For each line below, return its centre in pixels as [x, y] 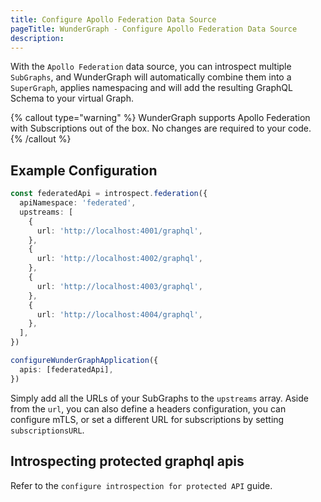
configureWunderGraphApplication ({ [84, 361]
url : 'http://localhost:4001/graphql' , [119, 231]
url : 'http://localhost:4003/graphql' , [119, 286]
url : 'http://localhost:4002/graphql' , [119, 259]
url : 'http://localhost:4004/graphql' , [119, 314]
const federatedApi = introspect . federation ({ [109, 194]
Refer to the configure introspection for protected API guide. [141, 485]
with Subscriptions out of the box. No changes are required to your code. [161, 128]
